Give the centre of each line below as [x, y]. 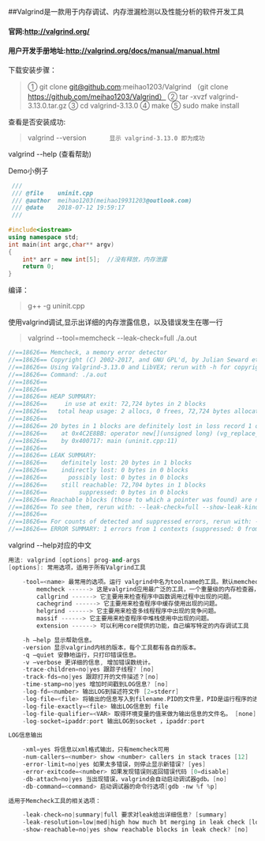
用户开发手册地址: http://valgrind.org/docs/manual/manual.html [114, 51]
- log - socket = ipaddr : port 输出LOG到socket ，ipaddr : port [114, 721]
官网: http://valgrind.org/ [49, 31]
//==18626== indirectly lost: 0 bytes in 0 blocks [99, 470]
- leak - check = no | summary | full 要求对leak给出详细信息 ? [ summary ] [125, 815]
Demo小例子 [28, 170]
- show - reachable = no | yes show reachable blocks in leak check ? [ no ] [135, 830]
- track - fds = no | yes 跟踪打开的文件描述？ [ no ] [91, 677]
